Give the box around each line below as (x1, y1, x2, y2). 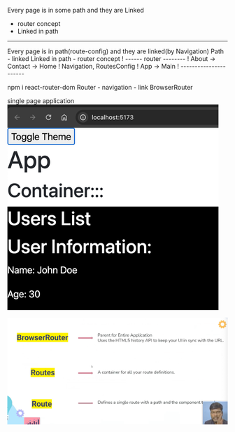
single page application (7, 97, 75, 104)
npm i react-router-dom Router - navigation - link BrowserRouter (7, 83, 194, 91)
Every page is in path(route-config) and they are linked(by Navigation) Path (7, 47, 225, 55)
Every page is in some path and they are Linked (7, 6, 145, 14)
